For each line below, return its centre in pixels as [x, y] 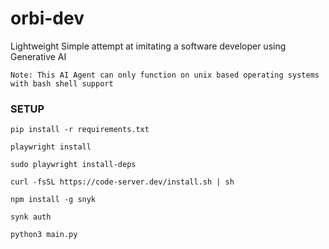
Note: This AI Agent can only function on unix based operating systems [165, 75]
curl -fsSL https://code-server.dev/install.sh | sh [122, 182]
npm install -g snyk [53, 200]
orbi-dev [47, 18]
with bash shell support [62, 83]
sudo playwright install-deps [73, 165]
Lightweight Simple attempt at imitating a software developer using [148, 46]
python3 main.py [44, 235]
